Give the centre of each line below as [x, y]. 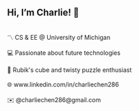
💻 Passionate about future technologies [64, 53]
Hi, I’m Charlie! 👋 [43, 13]
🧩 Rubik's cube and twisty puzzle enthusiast [69, 70]
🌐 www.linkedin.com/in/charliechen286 [63, 84]
